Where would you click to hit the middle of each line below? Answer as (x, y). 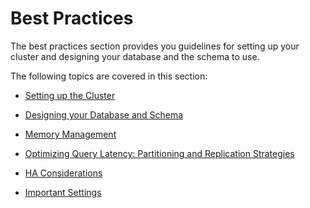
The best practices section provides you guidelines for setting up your (155, 46)
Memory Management (70, 134)
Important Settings (63, 192)
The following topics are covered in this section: (109, 76)
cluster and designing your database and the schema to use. (135, 56)
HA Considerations (63, 173)
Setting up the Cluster (70, 95)
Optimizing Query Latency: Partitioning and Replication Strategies (159, 153)
